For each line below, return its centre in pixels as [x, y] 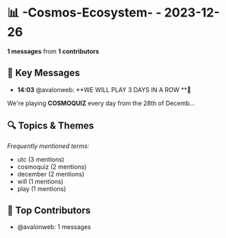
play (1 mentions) [41, 189]
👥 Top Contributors [49, 210]
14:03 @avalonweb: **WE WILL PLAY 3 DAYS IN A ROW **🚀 [104, 89]
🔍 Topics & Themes [51, 126]
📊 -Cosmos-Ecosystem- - [84, 13]
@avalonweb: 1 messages [54, 227]
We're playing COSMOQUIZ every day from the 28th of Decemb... [101, 103]
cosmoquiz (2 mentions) [52, 167]
